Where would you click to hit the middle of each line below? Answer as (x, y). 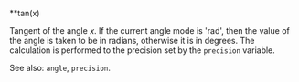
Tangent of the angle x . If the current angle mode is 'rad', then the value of (149, 31)
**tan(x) (25, 13)
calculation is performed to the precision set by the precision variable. (143, 50)
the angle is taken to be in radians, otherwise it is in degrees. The (132, 41)
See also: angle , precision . (60, 68)
